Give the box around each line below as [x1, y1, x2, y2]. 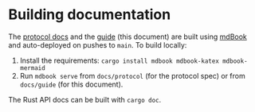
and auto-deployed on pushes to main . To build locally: [8, 40, 187, 49]
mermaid [19, 64, 45, 72]
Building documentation [8, 6, 171, 24]
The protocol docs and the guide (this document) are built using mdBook [8, 32, 247, 41]
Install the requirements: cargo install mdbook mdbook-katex [19, 56, 219, 65]
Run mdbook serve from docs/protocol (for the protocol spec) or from [19, 71, 245, 80]
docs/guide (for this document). [19, 79, 124, 89]
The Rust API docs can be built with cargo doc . [8, 95, 162, 104]
